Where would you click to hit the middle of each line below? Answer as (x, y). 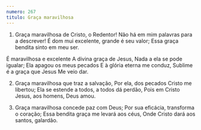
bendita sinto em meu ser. (47, 47)
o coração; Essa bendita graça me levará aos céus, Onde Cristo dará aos (105, 114)
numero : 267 (21, 12)
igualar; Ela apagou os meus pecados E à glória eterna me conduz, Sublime (100, 65)
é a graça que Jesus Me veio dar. (47, 71)
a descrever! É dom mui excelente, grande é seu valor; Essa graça (97, 41)
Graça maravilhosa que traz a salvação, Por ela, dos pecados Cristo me (103, 83)
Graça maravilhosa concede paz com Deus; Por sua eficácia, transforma (105, 107)
